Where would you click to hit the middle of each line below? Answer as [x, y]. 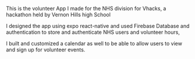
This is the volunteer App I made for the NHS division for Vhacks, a [86, 8]
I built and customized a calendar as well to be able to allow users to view [94, 44]
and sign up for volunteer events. [46, 50]
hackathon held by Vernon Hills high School [58, 15]
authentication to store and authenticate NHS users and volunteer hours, [93, 32]
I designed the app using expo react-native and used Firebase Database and [98, 26]
